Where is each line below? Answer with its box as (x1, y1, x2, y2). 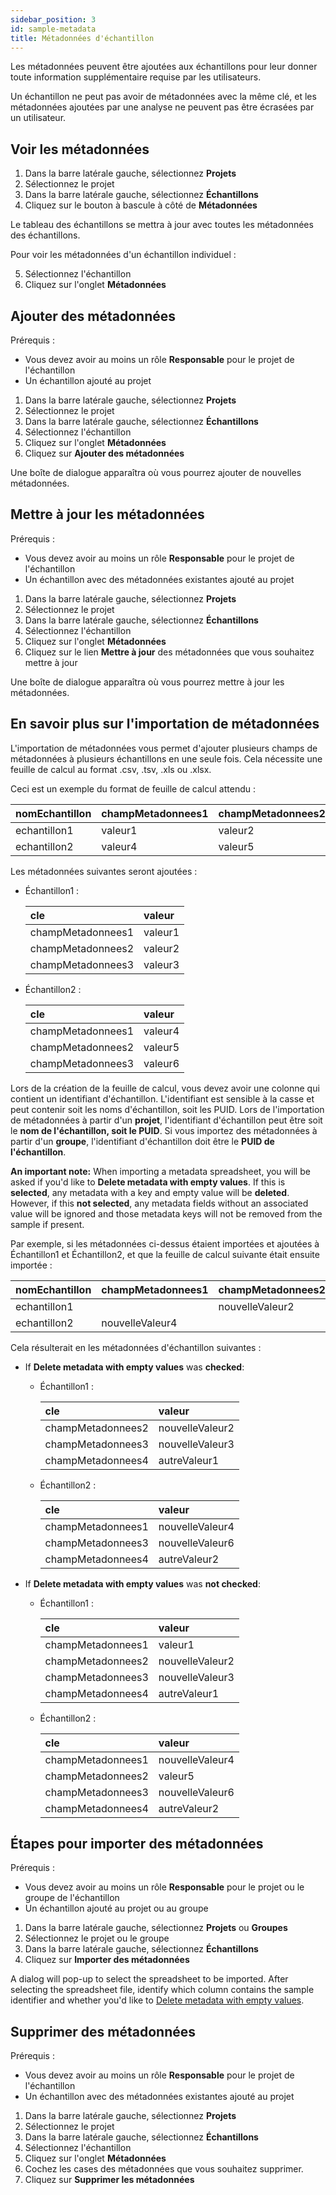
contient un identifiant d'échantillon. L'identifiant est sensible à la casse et (10, 1092, 315, 1105)
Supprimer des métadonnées (10, 2023, 197, 2040)
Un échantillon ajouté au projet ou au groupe (24, 1902, 209, 1915)
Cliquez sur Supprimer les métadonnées (24, 2174, 195, 2186)
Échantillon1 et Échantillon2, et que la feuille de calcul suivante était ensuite (10, 1248, 320, 1260)
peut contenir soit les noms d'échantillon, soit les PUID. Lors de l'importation (10, 1103, 325, 1115)
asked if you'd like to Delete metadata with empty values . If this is (10, 1176, 286, 1188)
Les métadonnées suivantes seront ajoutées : (10, 865, 198, 877)
